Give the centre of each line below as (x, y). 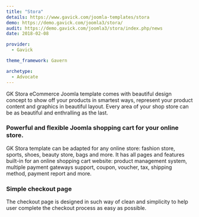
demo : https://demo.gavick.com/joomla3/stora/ (65, 23)
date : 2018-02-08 (28, 34)
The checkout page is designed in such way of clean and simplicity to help (97, 202)
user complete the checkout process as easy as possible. (76, 208)
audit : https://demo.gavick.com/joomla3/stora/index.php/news (84, 28)
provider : (18, 44)
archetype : (20, 71)
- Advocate (25, 77)
